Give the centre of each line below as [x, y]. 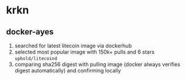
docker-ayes [30, 32]
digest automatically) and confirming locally [68, 70]
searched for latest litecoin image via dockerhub [73, 46]
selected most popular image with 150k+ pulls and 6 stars [84, 52]
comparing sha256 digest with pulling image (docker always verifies [97, 64]
